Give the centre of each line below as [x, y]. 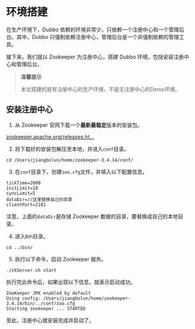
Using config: [24, 298]
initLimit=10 [22, 188]
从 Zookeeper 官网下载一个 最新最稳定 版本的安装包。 [79, 125]
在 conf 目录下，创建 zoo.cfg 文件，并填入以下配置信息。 [81, 172]
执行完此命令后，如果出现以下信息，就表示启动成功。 [71, 282]
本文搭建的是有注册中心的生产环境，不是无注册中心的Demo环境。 [100, 89]
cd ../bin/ [19, 247]
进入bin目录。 [32, 236]
